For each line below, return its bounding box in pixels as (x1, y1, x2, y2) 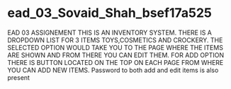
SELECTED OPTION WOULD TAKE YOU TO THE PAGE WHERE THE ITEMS (7, 43, 223, 52)
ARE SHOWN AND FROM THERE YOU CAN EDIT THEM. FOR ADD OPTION (7, 51, 225, 59)
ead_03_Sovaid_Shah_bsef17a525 (7, 5, 213, 21)
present (7, 73, 30, 82)
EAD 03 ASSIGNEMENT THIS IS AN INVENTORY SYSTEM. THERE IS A (7, 28, 213, 37)
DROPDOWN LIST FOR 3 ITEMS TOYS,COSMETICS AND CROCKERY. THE (7, 35, 223, 44)
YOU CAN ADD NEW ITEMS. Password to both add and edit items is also (7, 66, 219, 74)
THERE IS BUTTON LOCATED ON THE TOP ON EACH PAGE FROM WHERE (7, 58, 224, 66)
